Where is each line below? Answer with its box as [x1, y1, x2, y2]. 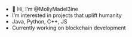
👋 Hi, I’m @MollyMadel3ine [11, 6, 79, 12]
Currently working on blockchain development [11, 24, 126, 31]
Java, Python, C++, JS [11, 18, 67, 25]
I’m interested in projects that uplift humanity [11, 12, 122, 19]
